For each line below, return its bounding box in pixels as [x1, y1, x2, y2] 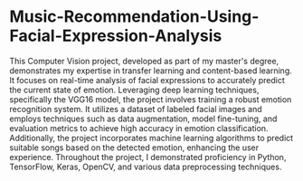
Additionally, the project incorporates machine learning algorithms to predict [9, 132, 294, 143]
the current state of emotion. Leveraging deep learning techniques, [9, 84, 260, 95]
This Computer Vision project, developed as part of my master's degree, [9, 55, 279, 66]
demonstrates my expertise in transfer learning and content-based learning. [9, 65, 292, 76]
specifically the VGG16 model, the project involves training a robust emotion [9, 93, 292, 105]
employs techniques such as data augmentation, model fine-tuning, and [9, 113, 278, 124]
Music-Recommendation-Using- [9, 6, 260, 27]
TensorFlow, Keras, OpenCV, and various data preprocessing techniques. [9, 161, 282, 172]
